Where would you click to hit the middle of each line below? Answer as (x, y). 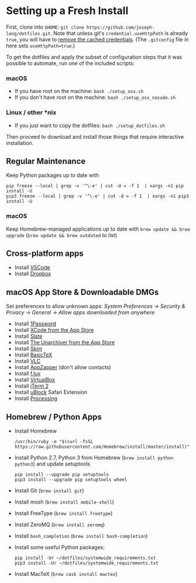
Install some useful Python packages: (60, 547)
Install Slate (28, 336)
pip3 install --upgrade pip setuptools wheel (71, 480)
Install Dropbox (33, 274)
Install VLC (27, 361)
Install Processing (36, 399)
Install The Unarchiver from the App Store (64, 342)
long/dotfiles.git (28, 33)
